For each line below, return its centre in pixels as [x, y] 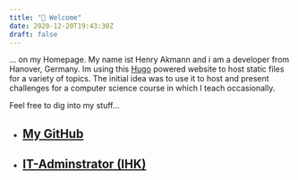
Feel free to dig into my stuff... [64, 106]
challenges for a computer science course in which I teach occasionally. [142, 88]
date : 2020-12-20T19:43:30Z [62, 26]
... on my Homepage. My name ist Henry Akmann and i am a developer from [149, 60]
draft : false [34, 34]
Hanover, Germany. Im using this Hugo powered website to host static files [147, 69]
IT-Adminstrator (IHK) [84, 164]
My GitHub [53, 134]
